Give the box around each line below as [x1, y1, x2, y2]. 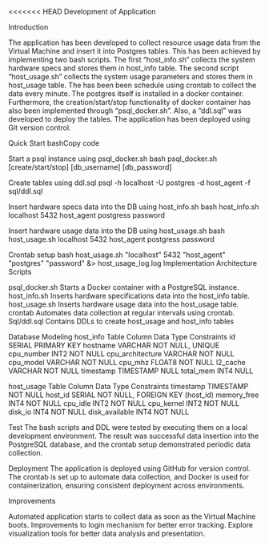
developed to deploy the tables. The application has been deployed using [8, 114, 251, 123]
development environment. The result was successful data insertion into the [8, 432, 259, 440]
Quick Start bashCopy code [8, 139, 100, 147]
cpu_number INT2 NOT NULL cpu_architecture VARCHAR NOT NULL [8, 349, 235, 359]
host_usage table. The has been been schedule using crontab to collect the [8, 80, 257, 90]
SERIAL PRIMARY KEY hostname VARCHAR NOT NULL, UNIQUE [8, 340, 220, 350]
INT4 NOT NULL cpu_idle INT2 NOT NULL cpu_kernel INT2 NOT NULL [8, 399, 240, 407]
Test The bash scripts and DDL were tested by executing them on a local [8, 423, 248, 432]
